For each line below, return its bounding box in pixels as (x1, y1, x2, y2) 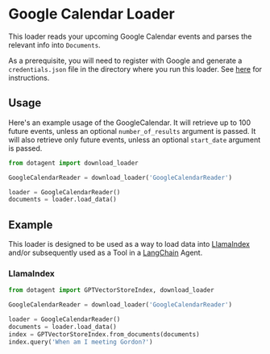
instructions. (8, 73, 50, 82)
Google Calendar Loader (8, 5, 175, 23)
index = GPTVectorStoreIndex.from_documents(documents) (8, 330, 200, 339)
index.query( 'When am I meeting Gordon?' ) (8, 338, 153, 346)
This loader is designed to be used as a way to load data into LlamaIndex (8, 239, 250, 249)
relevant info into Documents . (8, 40, 101, 49)
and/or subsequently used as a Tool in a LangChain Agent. (8, 248, 203, 258)
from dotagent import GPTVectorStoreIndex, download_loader (8, 286, 215, 294)
